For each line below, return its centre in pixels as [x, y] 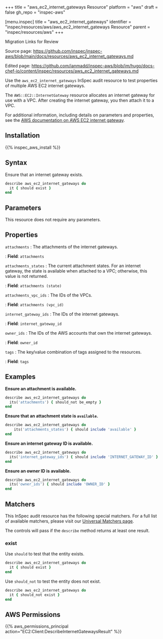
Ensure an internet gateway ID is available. [49, 443]
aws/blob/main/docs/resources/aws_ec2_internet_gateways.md [69, 56]
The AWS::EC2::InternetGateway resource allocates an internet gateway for [80, 95]
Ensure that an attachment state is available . [52, 416]
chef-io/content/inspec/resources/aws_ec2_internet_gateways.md [72, 71]
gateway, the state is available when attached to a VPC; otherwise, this [76, 271]
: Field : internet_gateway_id [33, 323]
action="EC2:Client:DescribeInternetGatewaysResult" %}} [63, 632]
